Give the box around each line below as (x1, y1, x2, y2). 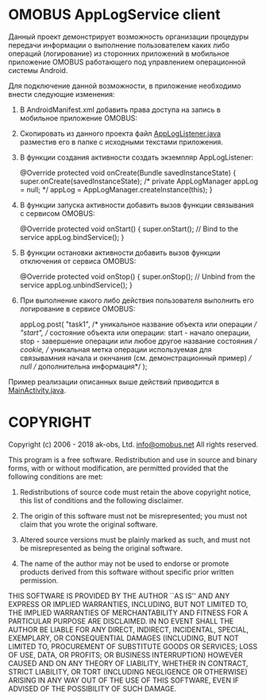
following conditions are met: (8, 471, 103, 481)
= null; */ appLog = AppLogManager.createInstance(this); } (19, 184, 213, 194)
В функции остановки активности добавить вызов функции (19, 248, 221, 257)
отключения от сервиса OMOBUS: (19, 256, 137, 265)
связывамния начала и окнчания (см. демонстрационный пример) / (19, 353, 252, 362)
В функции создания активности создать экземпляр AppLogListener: (19, 153, 254, 162)
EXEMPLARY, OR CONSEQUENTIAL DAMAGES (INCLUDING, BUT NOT (8, 633, 240, 643)
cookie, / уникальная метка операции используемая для (19, 344, 212, 354)
